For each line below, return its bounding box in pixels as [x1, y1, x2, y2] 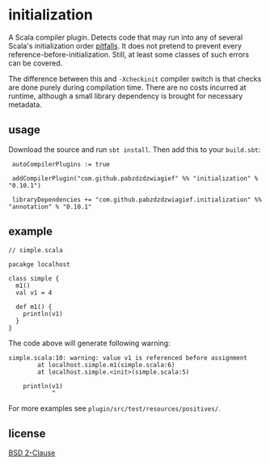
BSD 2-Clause [8, 448, 56, 458]
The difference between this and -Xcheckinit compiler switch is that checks [8, 74, 262, 83]
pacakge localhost [8, 260, 70, 268]
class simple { [8, 274, 60, 282]
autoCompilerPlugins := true [11, 160, 111, 168]
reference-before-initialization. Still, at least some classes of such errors [8, 49, 249, 59]
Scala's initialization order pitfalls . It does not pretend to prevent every [8, 40, 243, 50]
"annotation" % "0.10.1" [8, 202, 92, 211]
